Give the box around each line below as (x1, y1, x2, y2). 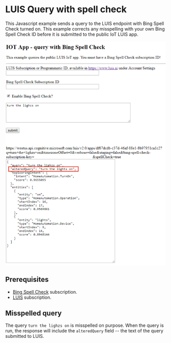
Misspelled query (5, 309, 62, 318)
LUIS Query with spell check (5, 4, 127, 15)
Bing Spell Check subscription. (12, 289, 77, 295)
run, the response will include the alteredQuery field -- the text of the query (5, 328, 164, 334)
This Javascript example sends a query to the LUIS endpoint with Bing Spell (5, 20, 164, 26)
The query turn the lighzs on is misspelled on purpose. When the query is (5, 322, 164, 329)
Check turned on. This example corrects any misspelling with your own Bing (5, 25, 165, 32)
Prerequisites (5, 275, 49, 284)
